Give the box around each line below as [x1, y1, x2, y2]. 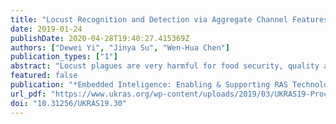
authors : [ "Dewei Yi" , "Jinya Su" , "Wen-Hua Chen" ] [10, 42, 230, 53]
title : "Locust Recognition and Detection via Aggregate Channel [10, 14, 288, 25]
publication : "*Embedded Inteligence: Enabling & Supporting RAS [10, 80, 288, 90]
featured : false [10, 71, 78, 81]
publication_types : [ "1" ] [10, 52, 118, 62]
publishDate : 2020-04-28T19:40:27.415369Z [10, 33, 190, 43]
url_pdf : [10, 89, 47, 99]
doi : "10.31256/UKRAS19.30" [10, 98, 128, 108]
